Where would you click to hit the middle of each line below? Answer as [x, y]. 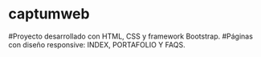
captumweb [49, 14]
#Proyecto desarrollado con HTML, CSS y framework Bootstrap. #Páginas [130, 36]
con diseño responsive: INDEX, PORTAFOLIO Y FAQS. [97, 44]
